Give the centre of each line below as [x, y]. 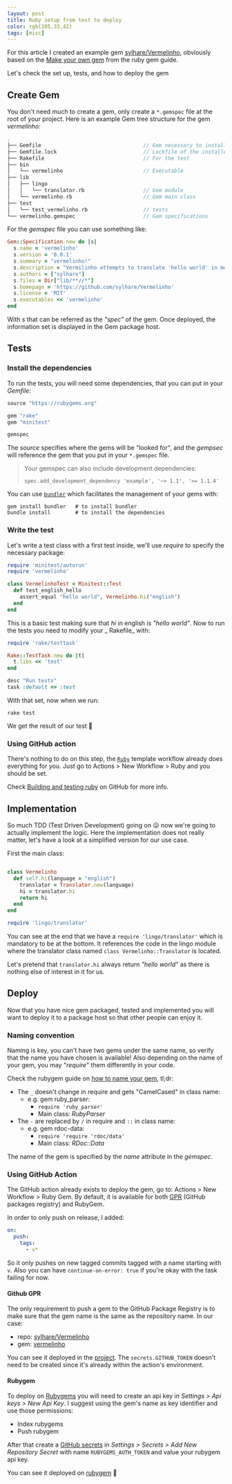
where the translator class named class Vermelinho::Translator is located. [114, 951]
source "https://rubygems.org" [52, 403]
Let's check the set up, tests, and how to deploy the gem [88, 73]
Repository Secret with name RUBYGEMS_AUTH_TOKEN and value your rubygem [114, 1452]
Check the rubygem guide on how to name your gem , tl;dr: [90, 1078]
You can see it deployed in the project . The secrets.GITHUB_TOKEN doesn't [112, 1358]
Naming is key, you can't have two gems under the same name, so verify [110, 1051]
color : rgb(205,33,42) [40, 26]
